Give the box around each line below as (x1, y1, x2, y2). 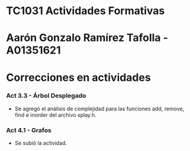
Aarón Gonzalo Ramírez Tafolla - (6, 31, 169, 45)
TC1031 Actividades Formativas (6, 4, 165, 18)
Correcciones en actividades (6, 71, 151, 84)
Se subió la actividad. (14, 140, 67, 147)
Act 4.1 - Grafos (6, 126, 51, 134)
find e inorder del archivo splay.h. (14, 111, 96, 119)
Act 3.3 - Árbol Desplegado (6, 91, 86, 100)
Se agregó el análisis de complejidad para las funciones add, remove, (14, 105, 185, 112)
